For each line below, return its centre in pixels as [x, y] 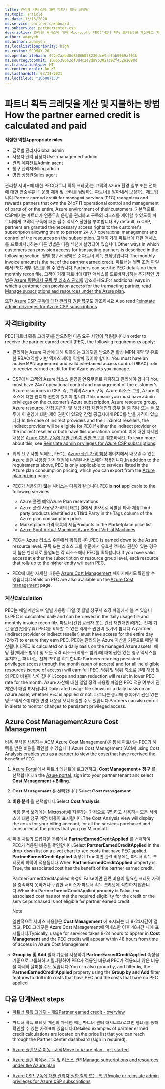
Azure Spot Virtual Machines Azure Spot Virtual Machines [77, 529]
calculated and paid [46, 125]
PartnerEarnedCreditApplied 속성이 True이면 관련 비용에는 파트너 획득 [82, 856]
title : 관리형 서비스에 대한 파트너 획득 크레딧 [47, 10]
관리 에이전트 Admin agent [38, 163]
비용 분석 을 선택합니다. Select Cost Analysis [56, 801]
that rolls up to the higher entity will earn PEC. [59, 563]
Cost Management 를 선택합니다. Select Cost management [71, 791]
